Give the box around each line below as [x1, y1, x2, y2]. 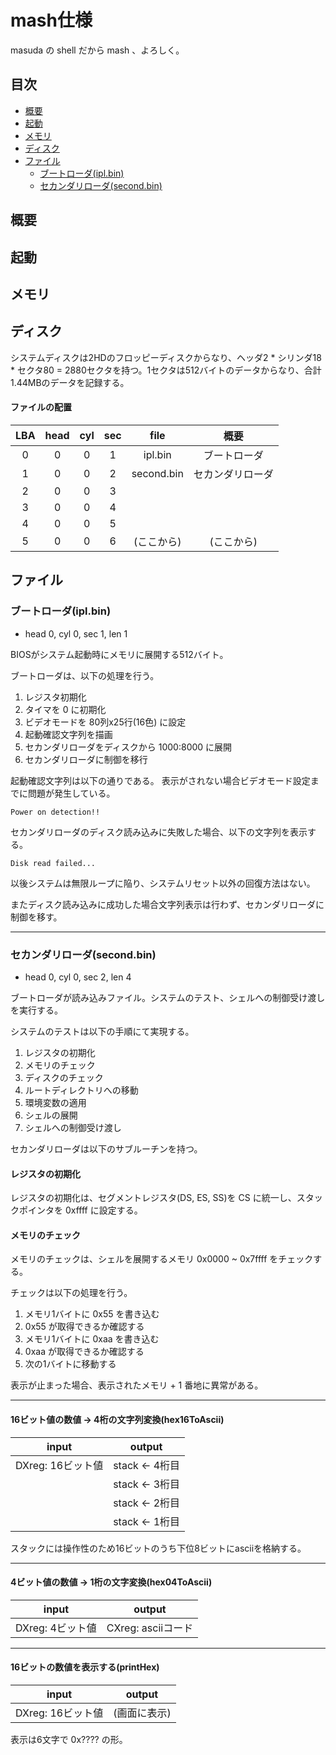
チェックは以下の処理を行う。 [10, 1287, 133, 1299]
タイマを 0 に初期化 [24, 703, 107, 715]
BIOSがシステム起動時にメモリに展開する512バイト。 [10, 648, 229, 660]
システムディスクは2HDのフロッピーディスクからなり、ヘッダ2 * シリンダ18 [10, 351, 322, 363]
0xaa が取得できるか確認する [24, 1346, 145, 1358]
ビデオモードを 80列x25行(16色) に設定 [24, 716, 187, 728]
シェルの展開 [24, 1109, 78, 1121]
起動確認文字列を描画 [24, 728, 113, 740]
